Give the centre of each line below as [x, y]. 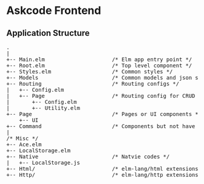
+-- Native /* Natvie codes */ [88, 156]
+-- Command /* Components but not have [101, 126]
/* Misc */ [22, 138]
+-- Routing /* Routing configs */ [93, 83]
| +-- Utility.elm [43, 108]
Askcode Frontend [54, 11]
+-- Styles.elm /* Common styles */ [90, 71]
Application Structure [48, 33]
